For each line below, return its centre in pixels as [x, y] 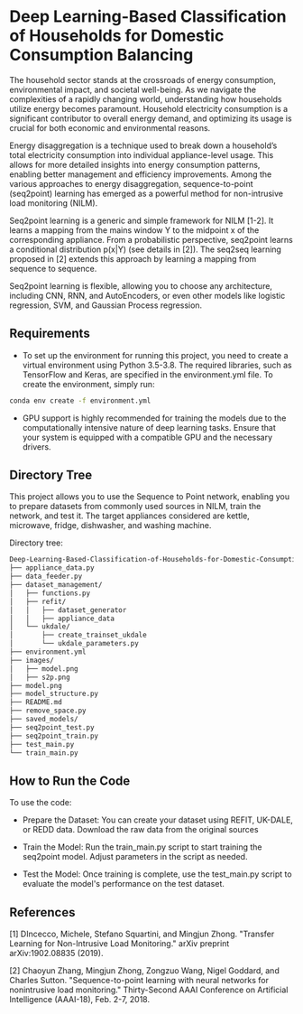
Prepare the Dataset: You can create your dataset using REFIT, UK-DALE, [157, 820]
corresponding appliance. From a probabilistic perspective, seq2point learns [151, 239]
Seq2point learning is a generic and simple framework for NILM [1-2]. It [142, 220]
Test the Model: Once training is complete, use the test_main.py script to [157, 874]
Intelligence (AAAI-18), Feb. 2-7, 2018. [80, 1000]
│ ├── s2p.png [40, 677]
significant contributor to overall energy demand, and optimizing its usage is [151, 118]
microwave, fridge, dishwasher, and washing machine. [110, 526]
